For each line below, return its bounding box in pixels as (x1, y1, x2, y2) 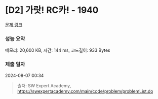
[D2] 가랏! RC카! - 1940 (5, 4, 99, 16)
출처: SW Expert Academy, (17, 82, 71, 89)
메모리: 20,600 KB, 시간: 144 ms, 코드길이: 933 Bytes (5, 47, 110, 53)
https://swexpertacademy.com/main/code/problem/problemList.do (17, 88, 154, 94)
